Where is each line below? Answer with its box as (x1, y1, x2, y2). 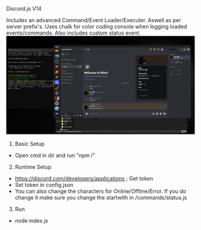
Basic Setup (14, 140, 45, 147)
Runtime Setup (14, 163, 52, 170)
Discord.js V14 (6, 5, 42, 12)
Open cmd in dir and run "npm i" (14, 152, 95, 159)
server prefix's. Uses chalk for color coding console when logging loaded (6, 23, 187, 30)
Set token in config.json (14, 181, 74, 188)
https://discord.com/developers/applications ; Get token (14, 174, 154, 182)
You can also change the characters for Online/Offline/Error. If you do (14, 188, 187, 195)
